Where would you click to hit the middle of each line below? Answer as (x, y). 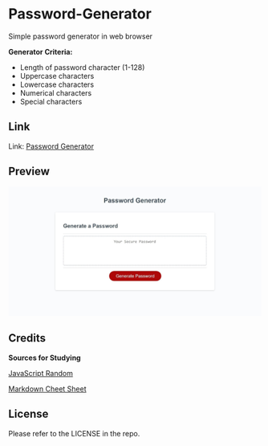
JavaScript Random (41, 373)
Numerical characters (56, 92)
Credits (27, 338)
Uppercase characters (57, 76)
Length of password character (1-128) (82, 67)
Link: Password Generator (51, 146)
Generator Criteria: (41, 51)
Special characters (51, 101)
